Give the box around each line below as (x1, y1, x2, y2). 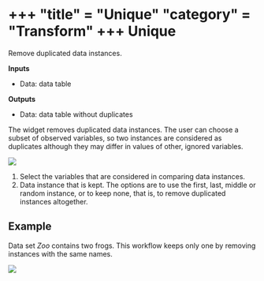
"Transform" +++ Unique (8, 22, 177, 40)
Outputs (8, 94, 36, 103)
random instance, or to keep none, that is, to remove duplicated (19, 188, 226, 198)
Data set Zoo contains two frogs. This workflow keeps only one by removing (8, 241, 256, 250)
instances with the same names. (8, 249, 113, 258)
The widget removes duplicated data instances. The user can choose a (8, 125, 239, 134)
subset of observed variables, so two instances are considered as (8, 133, 222, 143)
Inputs (8, 63, 30, 73)
